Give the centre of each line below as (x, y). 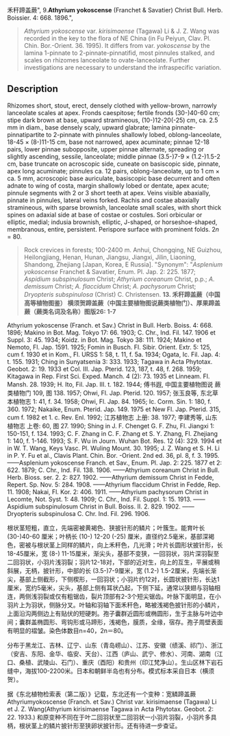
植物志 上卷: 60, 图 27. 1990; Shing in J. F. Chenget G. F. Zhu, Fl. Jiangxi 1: (111, 426)
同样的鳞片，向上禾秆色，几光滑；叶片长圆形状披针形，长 (142, 545)
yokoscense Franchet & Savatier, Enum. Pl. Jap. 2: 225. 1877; (110, 271)
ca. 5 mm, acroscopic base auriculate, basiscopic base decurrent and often (114, 178)
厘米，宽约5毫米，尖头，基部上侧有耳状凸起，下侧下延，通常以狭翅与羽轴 (111, 587)
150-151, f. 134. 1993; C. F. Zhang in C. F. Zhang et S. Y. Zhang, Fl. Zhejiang (112, 433)
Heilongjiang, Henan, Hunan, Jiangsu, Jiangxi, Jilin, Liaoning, (110, 257)
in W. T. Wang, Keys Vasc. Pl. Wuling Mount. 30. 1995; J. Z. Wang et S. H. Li (114, 448)
